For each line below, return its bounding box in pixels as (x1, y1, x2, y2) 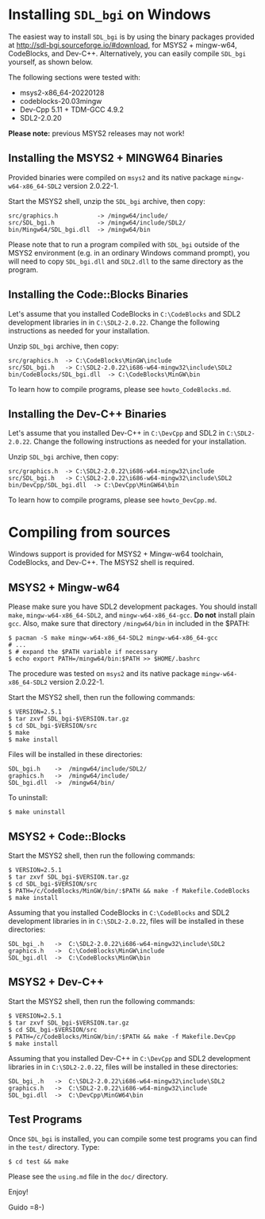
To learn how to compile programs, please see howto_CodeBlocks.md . (8, 384, 232, 394)
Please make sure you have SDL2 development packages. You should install (8, 602, 258, 612)
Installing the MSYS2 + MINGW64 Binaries (8, 152, 224, 165)
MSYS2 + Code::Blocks (8, 829, 126, 843)
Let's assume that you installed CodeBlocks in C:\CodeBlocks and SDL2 (8, 309, 241, 318)
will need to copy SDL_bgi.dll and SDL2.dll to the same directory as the (8, 256, 244, 266)
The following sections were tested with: (8, 72, 141, 82)
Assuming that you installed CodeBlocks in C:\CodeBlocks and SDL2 (8, 907, 230, 917)
